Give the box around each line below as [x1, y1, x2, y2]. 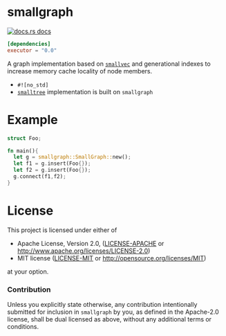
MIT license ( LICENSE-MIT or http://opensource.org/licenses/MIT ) [17, 254, 207, 262]
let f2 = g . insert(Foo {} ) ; [13, 167, 91, 174]
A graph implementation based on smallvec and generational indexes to [7, 60, 211, 68]
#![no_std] [17, 81, 49, 89]
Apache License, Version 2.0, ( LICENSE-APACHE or [17, 239, 164, 247]
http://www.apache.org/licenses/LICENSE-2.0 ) [17, 247, 151, 255]
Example [7, 112, 58, 127]
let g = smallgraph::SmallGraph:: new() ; [13, 154, 131, 161]
